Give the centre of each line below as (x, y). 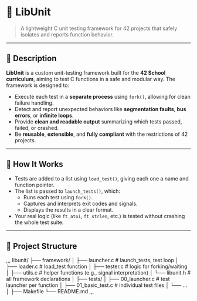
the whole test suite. (39, 222)
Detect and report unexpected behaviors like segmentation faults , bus (100, 109)
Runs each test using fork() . (58, 197)
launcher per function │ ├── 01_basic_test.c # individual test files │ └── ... (97, 285)
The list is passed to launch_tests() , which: (67, 191)
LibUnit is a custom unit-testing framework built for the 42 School (86, 72)
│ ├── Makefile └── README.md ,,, (50, 292)
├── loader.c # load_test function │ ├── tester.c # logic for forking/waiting (97, 266)
